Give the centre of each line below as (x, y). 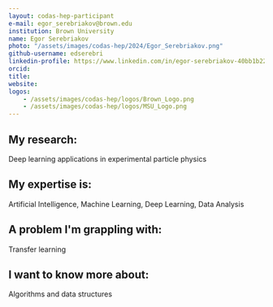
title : (19, 76)
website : (23, 84)
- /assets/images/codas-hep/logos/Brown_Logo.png (109, 99)
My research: (43, 139)
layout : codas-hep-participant (61, 16)
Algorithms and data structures (60, 294)
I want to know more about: (79, 274)
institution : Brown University (61, 31)
